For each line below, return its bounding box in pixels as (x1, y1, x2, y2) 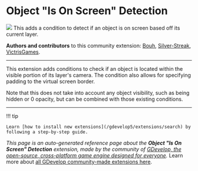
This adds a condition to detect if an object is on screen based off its (13, 24, 180, 31)
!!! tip (6, 112, 19, 119)
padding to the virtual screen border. (6, 78, 95, 85)
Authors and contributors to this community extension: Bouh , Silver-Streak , (6, 42, 192, 49)
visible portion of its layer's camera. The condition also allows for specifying (6, 71, 192, 78)
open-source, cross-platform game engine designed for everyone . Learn (6, 152, 183, 159)
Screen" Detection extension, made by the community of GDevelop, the (6, 146, 181, 153)
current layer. (6, 31, 38, 38)
